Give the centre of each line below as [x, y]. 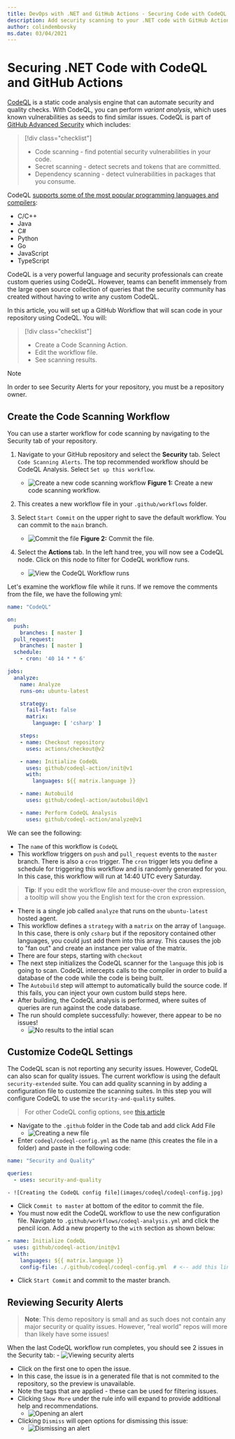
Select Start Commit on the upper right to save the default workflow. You [122, 517]
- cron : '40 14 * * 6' [53, 659]
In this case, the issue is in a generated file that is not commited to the [118, 1376]
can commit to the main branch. [63, 525]
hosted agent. [37, 918]
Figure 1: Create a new [180, 483]
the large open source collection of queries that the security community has [116, 289]
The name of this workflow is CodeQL [68, 846]
